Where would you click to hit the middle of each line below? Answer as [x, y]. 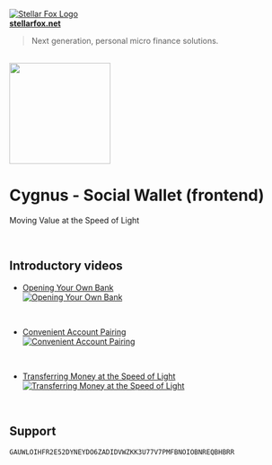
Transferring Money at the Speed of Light [99, 376]
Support [33, 431]
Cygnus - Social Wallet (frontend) [137, 195]
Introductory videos [66, 266]
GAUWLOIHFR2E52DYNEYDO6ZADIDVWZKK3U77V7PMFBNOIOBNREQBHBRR [122, 452]
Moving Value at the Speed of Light [75, 220]
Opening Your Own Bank [68, 287]
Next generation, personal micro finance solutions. [125, 41]
